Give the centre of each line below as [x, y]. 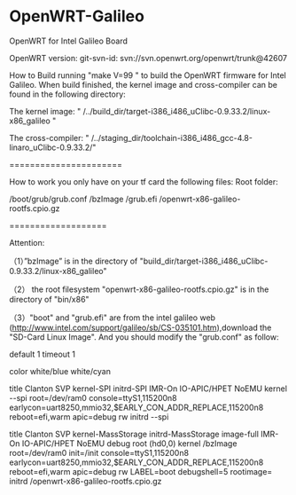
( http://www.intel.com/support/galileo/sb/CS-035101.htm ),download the [140, 327]
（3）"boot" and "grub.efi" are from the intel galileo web [112, 318]
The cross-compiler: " [49, 137]
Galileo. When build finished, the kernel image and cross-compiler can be [143, 84]
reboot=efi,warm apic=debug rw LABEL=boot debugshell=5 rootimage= [141, 471]
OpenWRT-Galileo [77, 16]
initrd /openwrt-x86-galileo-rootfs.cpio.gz [86, 481]
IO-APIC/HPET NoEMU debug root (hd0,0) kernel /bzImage [129, 443]
